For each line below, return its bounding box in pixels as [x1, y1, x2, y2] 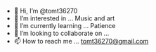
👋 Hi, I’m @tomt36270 [13, 7, 78, 15]
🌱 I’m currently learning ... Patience [13, 22, 116, 30]
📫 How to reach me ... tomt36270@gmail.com [13, 37, 149, 45]
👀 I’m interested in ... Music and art [13, 14, 115, 22]
